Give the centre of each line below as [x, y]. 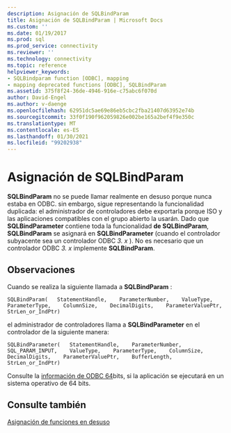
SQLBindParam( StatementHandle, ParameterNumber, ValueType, [110, 300]
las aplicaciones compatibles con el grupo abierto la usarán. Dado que [108, 219]
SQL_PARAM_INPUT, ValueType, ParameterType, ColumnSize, [105, 351]
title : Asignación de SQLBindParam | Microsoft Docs [85, 20]
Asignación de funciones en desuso [58, 422]
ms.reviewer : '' [31, 53]
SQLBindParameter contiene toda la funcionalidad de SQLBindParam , [108, 226]
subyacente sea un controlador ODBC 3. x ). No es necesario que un [105, 241]
